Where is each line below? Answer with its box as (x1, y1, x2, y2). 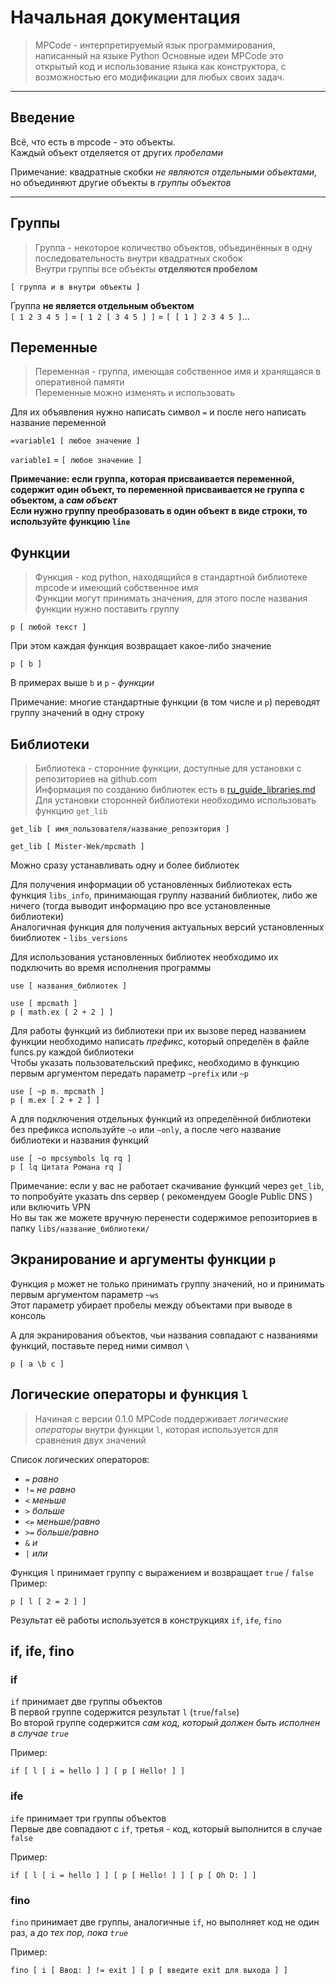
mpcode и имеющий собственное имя (34, 582, 199, 594)
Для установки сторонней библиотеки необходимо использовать (34, 794, 317, 806)
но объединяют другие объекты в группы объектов (10, 176, 232, 188)
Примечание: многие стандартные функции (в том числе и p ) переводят (10, 696, 321, 708)
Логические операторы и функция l (10, 1386, 249, 1403)
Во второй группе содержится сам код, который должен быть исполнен (10, 1717, 321, 1729)
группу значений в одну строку (10, 707, 145, 719)
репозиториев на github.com (34, 773, 158, 785)
